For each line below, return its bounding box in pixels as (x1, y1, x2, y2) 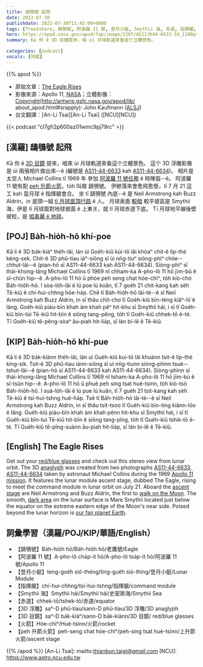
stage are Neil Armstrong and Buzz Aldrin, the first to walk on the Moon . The (6, 490, 197, 496)
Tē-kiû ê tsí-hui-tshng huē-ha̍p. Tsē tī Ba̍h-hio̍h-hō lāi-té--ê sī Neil (6, 394, 172, 402)
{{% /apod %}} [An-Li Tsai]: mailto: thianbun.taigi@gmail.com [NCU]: (6, 647, 177, 654)
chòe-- (165, 255, 183, 262)
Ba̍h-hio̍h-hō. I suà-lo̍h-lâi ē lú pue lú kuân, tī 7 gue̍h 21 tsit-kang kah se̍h (6, 387, 187, 394)
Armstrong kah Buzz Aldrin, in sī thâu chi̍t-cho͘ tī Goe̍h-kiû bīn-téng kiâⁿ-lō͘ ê (6, 296, 195, 303)
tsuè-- (172, 361, 188, 368)
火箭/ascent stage (14, 635, 60, 642)
